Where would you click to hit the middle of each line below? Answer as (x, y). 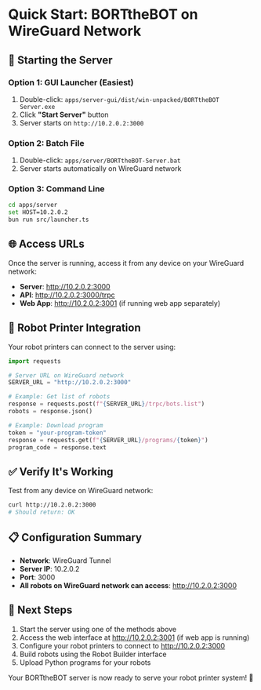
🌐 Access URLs (46, 244)
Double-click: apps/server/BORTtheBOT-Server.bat (100, 160)
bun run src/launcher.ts (49, 220)
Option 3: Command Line (56, 189)
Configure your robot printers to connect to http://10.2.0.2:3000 (122, 645)
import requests (34, 361)
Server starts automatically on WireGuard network (100, 169)
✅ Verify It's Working (61, 472)
